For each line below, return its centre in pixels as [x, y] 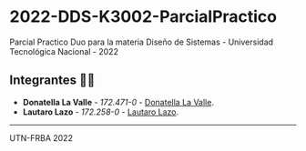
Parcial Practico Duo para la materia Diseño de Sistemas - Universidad [142, 42]
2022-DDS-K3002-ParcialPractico [143, 17]
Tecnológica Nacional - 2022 [64, 51]
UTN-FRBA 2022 [41, 137]
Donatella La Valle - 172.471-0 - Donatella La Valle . [118, 102]
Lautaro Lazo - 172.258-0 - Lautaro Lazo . [101, 112]
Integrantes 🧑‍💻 [52, 81]
